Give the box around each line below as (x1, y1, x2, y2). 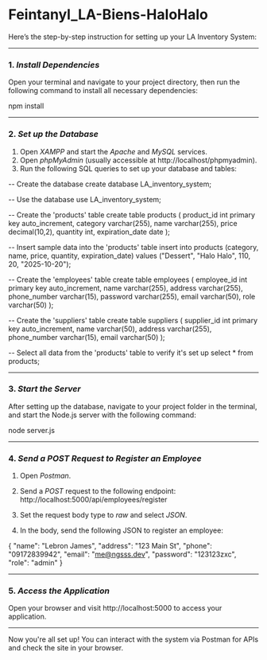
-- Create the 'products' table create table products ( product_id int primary (8, 209, 256, 220)
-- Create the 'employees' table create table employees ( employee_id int (8, 275, 248, 284)
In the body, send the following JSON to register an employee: (19, 525, 224, 535)
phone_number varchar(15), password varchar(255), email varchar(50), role (8, 291, 256, 301)
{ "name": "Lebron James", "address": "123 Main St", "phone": (8, 541, 212, 551)
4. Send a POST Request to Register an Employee (8, 452, 202, 463)
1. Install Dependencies (8, 59, 100, 70)
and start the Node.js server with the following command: (8, 410, 196, 420)
